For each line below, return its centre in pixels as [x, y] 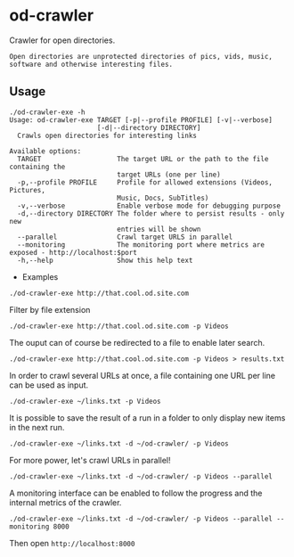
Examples [40, 276]
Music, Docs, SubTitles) [163, 198]
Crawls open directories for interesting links [107, 135]
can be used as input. [49, 385]
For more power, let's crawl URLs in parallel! [90, 460]
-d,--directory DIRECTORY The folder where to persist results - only [151, 213]
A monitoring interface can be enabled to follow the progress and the [136, 493]
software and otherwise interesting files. [91, 64]
